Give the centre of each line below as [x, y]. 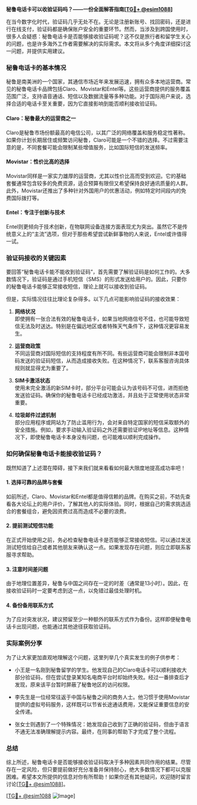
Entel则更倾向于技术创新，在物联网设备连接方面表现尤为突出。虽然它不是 [94, 226]
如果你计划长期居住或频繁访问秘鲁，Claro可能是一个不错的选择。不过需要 [95, 140]
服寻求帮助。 [21, 554]
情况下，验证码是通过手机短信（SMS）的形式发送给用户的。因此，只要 [96, 279]
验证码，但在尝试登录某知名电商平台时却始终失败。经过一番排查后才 [107, 677]
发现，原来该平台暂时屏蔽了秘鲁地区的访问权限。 [74, 685]
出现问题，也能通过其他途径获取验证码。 [65, 627]
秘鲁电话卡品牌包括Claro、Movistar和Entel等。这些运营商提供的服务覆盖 [103, 89]
